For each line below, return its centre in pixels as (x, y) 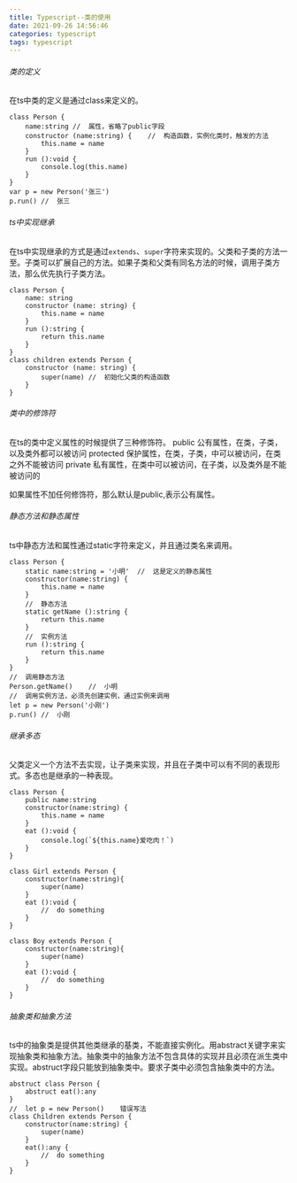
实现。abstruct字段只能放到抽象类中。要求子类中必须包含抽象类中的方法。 (145, 1067)
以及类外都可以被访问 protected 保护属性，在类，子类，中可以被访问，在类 (145, 453)
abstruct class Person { (55, 1084)
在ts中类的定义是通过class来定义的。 (76, 101)
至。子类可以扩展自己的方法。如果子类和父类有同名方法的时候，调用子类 (141, 262)
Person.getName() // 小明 (63, 687)
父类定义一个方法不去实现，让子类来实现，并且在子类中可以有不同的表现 (141, 765)
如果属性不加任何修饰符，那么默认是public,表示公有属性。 (114, 494)
